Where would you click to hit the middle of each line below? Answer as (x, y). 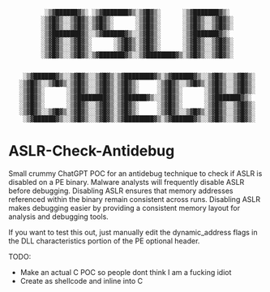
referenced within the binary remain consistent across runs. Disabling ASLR (135, 199)
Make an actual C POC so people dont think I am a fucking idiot (126, 272)
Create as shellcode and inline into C (81, 281)
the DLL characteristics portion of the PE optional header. (104, 241)
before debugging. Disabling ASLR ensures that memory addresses (121, 191)
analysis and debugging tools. (59, 217)
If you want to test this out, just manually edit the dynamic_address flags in (133, 232)
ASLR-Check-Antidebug (92, 151)
